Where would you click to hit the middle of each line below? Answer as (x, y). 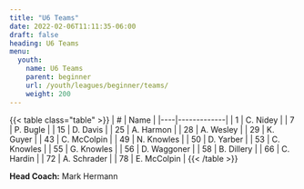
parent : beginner (59, 77)
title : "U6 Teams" (44, 18)
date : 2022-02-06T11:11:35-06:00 (73, 26)
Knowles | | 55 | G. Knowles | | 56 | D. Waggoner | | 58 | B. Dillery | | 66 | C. (150, 149)
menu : (20, 52)
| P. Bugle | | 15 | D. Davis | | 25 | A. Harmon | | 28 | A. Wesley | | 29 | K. (142, 129)
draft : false (34, 35)
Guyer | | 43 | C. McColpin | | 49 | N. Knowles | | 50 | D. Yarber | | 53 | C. (145, 139)
